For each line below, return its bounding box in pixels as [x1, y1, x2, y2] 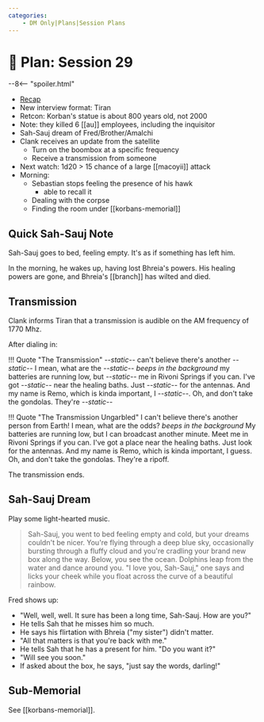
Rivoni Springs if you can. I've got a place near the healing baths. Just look [8, 437, 252, 448]
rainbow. [27, 579, 56, 589]
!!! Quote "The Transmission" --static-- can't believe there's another [8, 355, 231, 365]
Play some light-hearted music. [8, 514, 110, 523]
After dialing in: [8, 340, 58, 350]
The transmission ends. [8, 470, 85, 479]
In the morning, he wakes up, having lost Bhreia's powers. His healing [8, 263, 235, 273]
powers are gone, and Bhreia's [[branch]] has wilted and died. [8, 272, 212, 281]
